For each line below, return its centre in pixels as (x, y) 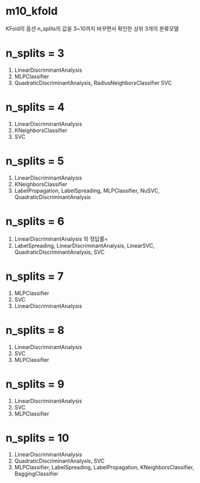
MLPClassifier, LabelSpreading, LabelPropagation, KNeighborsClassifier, (104, 467)
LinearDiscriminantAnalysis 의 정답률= (61, 239)
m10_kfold (32, 11)
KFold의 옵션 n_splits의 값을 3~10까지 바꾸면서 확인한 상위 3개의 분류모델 (92, 28)
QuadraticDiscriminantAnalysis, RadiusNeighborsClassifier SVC (93, 83)
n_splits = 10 (38, 438)
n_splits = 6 (35, 221)
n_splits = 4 (35, 107)
